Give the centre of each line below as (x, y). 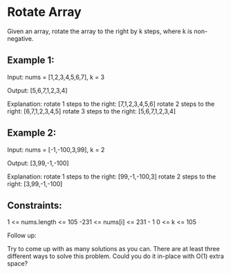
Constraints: (35, 205)
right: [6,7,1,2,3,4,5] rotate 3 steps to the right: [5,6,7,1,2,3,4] (92, 111)
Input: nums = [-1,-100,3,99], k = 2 (56, 149)
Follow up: (22, 235)
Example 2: (32, 133)
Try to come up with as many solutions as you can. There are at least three (113, 249)
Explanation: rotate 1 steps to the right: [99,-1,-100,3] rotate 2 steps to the (112, 176)
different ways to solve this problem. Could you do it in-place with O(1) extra (115, 256)
